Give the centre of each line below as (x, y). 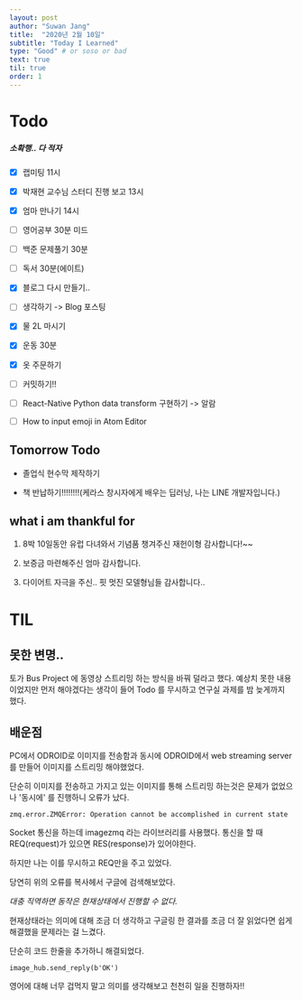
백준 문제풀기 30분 (55, 249)
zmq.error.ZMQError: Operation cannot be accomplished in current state (149, 815)
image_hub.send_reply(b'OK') (64, 968)
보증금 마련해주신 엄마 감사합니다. (82, 563)
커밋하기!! (39, 384)
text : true (30, 60)
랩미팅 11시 (41, 172)
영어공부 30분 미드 (55, 230)
